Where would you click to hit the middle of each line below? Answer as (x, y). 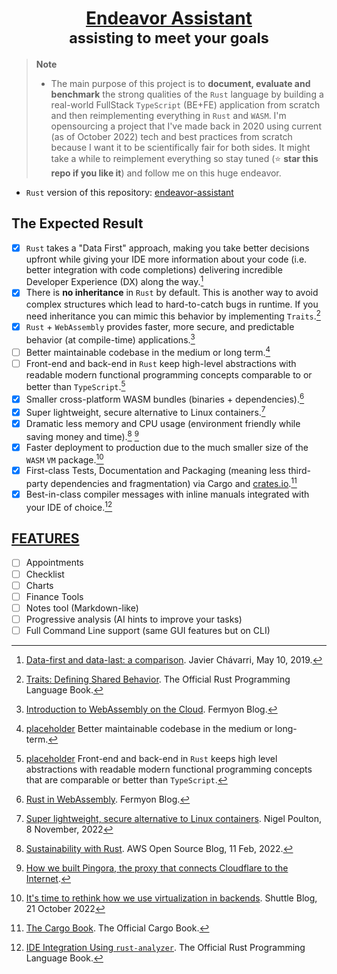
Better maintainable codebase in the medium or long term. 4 (148, 351)
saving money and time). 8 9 (82, 435)
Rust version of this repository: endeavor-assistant (129, 192)
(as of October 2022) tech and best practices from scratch (171, 136)
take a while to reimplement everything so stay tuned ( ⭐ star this (184, 158)
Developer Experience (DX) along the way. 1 (114, 281)
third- (299, 471)
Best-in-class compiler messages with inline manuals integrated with (167, 494)
